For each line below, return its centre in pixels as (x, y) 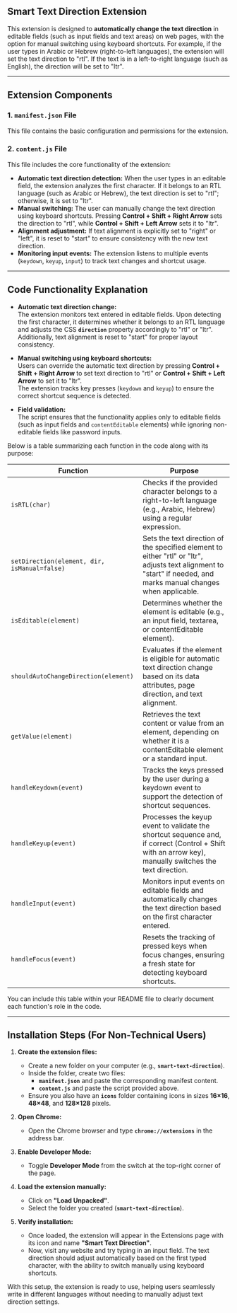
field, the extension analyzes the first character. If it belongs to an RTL (120, 185)
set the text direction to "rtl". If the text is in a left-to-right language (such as (117, 59)
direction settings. (34, 1302)
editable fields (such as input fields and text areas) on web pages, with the (116, 36)
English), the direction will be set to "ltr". (66, 66)
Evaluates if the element (182, 649)
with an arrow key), (174, 852)
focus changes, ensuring (183, 954)
